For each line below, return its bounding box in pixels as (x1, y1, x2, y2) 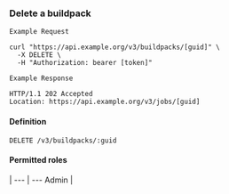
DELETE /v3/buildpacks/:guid (9, 136, 117, 145)
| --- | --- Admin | (9, 174, 74, 185)
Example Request (9, 28, 69, 36)
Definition (9, 116, 47, 126)
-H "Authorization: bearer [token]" (17, 59, 153, 68)
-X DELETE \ (17, 51, 62, 60)
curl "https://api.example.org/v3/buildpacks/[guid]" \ (9, 43, 220, 52)
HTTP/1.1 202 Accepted (9, 90, 93, 99)
